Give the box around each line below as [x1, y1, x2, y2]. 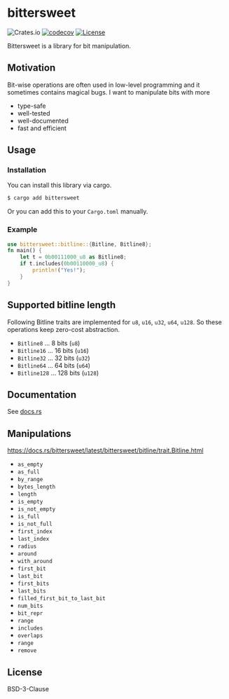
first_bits [17, 580, 50, 588]
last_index [17, 536, 50, 543]
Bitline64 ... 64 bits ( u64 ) [17, 361, 91, 369]
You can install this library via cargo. [7, 181, 112, 190]
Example [7, 225, 38, 235]
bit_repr [17, 610, 43, 617]
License [7, 666, 43, 678]
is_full [17, 513, 40, 520]
